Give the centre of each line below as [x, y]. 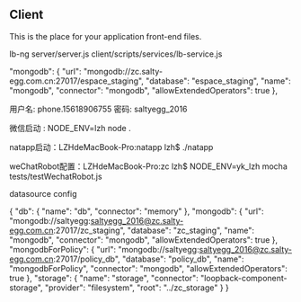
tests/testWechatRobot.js [56, 176]
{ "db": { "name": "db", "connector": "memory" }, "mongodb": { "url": [137, 211]
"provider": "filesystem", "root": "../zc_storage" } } [137, 288]
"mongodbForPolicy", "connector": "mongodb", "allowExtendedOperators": [148, 268]
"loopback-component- [244, 278]
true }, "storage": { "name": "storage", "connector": [104, 278]
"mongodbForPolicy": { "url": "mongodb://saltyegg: [104, 249]
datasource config [43, 193]
